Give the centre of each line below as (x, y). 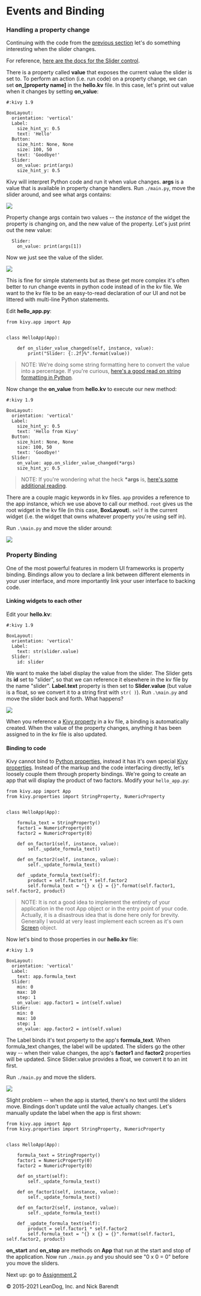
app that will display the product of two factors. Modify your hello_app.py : (98, 780)
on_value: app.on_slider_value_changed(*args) (76, 463)
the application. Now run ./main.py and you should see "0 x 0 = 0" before (97, 1257)
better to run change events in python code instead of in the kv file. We (94, 287)
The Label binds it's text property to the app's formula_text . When (88, 1040)
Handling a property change (48, 30)
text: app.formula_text (47, 977)
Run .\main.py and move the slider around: (59, 528)
